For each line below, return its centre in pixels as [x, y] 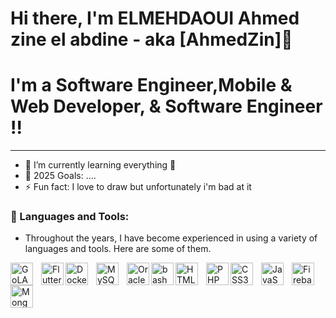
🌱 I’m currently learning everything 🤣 [100, 165]
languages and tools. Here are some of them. [118, 249]
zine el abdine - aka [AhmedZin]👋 [151, 39]
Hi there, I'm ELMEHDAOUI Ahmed [155, 18]
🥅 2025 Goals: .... [60, 176]
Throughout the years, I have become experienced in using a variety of [171, 238]
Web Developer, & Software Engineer [166, 106]
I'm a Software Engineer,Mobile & [151, 85]
